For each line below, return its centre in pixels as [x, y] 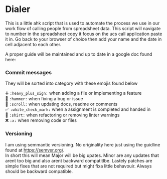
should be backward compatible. [39, 171]
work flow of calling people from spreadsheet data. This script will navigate [83, 28]
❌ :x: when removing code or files [41, 120]
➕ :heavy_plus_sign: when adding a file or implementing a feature [73, 93]
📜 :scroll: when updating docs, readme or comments [61, 104]
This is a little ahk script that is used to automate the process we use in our [82, 23]
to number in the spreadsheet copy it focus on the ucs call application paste [84, 34]
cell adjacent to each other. [33, 44]
